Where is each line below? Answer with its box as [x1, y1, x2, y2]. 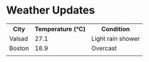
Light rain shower [91, 34, 140, 43]
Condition [101, 25, 130, 33]
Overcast [91, 44, 117, 52]
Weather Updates [6, 4, 95, 17]
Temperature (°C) [35, 25, 86, 33]
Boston [9, 44, 29, 52]
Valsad [9, 34, 29, 43]
